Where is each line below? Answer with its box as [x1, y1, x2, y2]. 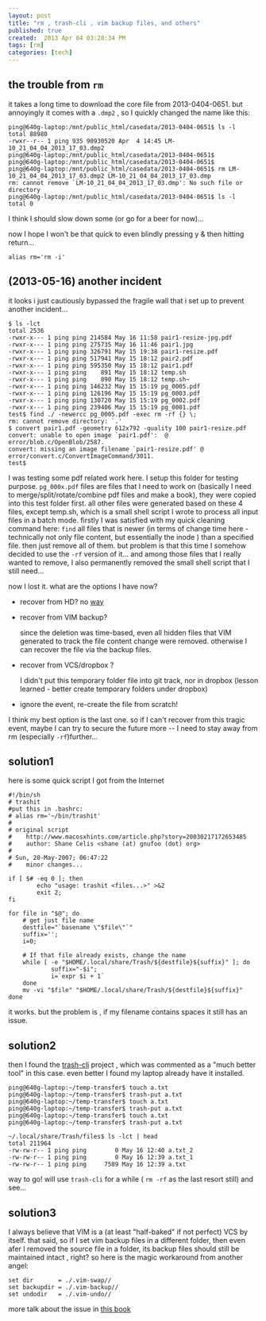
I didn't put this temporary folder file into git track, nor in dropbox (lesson [19, 675, 259, 685]
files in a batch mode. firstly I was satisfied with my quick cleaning [8, 515, 226, 525]
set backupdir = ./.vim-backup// [8, 1284, 119, 1292]
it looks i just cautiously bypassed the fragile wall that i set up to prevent [8, 295, 245, 305]
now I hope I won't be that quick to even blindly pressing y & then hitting [8, 229, 245, 239]
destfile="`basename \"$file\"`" [22, 924, 133, 932]
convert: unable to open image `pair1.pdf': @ [8, 431, 169, 439]
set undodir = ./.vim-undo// [8, 1291, 112, 1299]
